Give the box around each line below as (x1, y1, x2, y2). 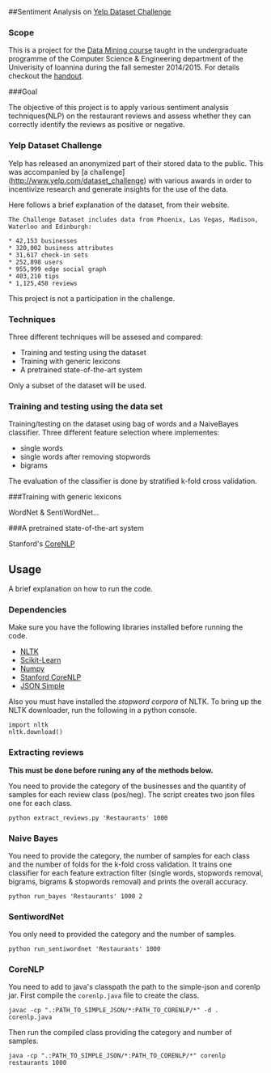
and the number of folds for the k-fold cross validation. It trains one (8, 859, 232, 869)
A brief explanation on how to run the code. (8, 584, 154, 593)
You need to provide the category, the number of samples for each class (8, 850, 250, 860)
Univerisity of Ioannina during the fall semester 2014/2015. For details (8, 62, 240, 72)
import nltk (8, 721, 49, 729)
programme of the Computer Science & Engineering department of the (8, 54, 244, 64)
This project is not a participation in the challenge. (8, 293, 176, 303)
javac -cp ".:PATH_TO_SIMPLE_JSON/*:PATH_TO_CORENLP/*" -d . (8, 1007, 219, 1015)
